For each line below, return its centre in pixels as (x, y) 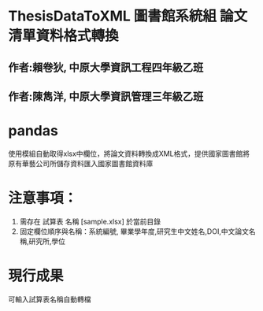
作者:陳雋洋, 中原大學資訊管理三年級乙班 (106, 96)
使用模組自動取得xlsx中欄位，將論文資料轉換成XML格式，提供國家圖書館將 (129, 154)
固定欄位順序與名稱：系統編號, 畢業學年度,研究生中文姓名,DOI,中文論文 (134, 231)
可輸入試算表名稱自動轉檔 (50, 299)
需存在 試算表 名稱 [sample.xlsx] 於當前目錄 (90, 221)
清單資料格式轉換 (64, 36)
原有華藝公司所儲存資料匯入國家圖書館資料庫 (81, 163)
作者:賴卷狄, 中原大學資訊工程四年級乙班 (106, 67)
